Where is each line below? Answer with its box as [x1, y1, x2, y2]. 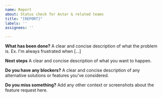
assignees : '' [5, 25, 34, 30]
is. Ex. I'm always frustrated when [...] [5, 49, 81, 54]
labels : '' [5, 21, 27, 26]
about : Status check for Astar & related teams [5, 12, 104, 17]
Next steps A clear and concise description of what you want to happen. [5, 58, 152, 64]
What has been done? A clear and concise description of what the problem [5, 43, 158, 49]
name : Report [5, 7, 32, 12]
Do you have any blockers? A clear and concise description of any [5, 67, 140, 73]
